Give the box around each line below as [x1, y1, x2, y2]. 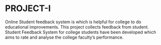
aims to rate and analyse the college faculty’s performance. [5, 34, 124, 40]
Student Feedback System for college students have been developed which [5, 29, 157, 35]
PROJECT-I [5, 3, 51, 14]
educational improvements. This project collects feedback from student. [5, 24, 149, 30]
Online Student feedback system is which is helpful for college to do [5, 19, 142, 25]
